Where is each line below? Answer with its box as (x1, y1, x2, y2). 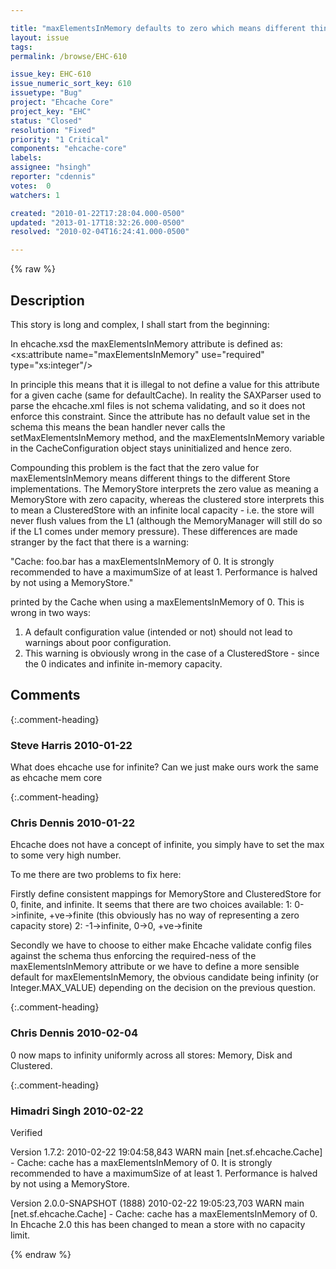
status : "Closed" (10, 116, 83, 126)
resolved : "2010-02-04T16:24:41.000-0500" (10, 227, 190, 237)
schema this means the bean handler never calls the (10, 421, 226, 433)
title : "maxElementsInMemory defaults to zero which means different (10, 23, 307, 33)
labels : (10, 153, 43, 163)
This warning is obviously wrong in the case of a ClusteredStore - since (24, 647, 320, 659)
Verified (10, 1126, 43, 1138)
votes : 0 (10, 181, 52, 191)
